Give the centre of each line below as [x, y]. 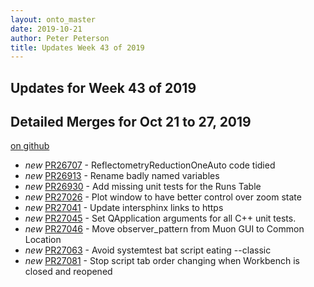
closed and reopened [68, 272]
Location [43, 240]
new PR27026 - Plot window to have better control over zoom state [163, 197]
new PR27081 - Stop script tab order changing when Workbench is [162, 261]
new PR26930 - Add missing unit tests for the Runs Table [143, 187]
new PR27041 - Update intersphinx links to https [124, 208]
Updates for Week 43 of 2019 [103, 87]
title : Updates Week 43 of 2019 [77, 47]
